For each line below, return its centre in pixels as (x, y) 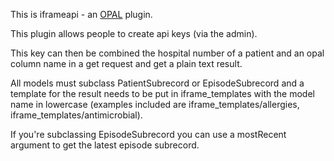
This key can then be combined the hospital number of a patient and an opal (167, 53)
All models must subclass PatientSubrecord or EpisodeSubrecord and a (157, 83)
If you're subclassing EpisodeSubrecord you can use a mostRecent (148, 134)
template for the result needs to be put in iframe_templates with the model (162, 93)
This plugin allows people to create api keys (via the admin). (134, 33)
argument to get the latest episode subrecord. (105, 145)
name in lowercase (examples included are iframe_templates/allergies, (155, 104)
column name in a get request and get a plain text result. (126, 63)
